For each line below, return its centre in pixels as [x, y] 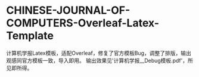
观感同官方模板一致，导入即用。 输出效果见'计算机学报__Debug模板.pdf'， [97, 60]
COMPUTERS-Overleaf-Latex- [83, 23]
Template [30, 36]
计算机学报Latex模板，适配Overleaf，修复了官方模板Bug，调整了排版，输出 [99, 53]
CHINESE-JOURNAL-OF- [68, 10]
